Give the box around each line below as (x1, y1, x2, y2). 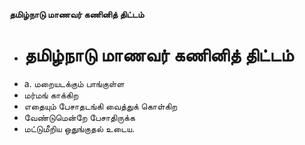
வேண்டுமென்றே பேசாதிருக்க (23, 111, 136, 123)
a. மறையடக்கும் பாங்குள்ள (23, 77, 125, 89)
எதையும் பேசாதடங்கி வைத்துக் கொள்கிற (23, 100, 178, 112)
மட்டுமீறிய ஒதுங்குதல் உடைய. (23, 122, 136, 134)
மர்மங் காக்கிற (23, 89, 79, 101)
